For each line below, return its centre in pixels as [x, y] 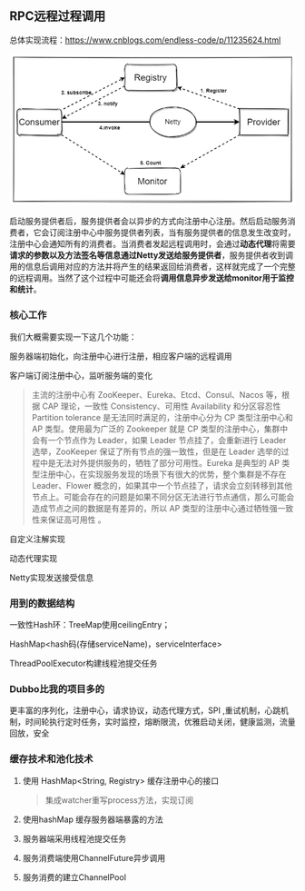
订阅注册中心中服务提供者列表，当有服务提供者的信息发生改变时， [172, 233]
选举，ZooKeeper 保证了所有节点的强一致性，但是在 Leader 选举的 [156, 451]
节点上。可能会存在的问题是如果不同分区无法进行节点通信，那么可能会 [163, 497]
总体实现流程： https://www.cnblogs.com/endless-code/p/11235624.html [145, 40]
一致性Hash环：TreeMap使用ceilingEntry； [90, 625]
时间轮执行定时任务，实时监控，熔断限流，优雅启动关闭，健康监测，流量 [160, 722]
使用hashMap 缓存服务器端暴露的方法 [93, 819]
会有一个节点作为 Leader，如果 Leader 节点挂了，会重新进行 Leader [159, 440]
